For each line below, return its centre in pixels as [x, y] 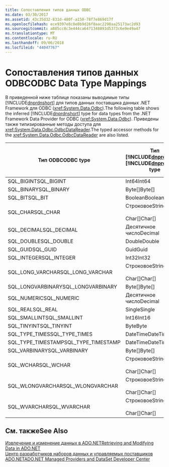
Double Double [142, 241]
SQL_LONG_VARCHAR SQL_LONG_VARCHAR [60, 272]
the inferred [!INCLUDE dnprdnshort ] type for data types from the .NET [78, 113]
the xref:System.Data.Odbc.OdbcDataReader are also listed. [67, 135]
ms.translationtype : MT [30, 33]
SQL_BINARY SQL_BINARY [39, 189]
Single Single [140, 309]
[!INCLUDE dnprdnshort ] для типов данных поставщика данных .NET [78, 103]
